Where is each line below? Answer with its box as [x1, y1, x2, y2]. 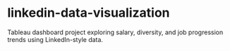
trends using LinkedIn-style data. [7, 35, 104, 43]
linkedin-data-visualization [7, 5, 170, 21]
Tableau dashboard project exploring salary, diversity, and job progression [7, 28, 224, 36]
